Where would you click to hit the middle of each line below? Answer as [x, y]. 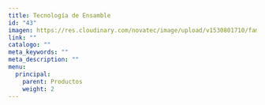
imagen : [21, 30]
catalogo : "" [30, 45]
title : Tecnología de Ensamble [60, 15]
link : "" [22, 37]
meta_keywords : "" [38, 52]
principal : [33, 74]
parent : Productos [52, 81]
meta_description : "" [44, 60]
